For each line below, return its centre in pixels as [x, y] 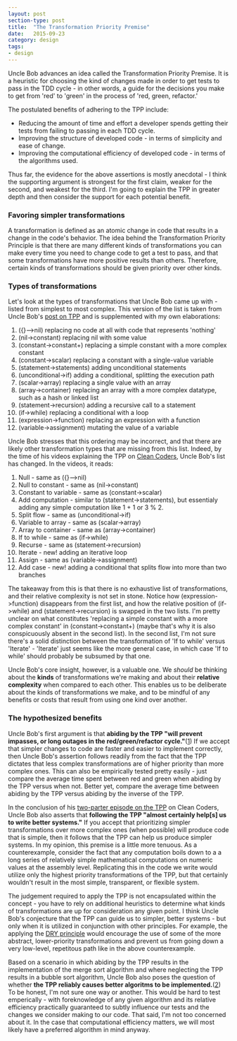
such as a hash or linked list [58, 398]
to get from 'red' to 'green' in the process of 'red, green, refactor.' [103, 95]
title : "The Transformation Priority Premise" [79, 27]
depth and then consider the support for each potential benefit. [100, 197]
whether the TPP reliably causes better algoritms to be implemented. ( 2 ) [114, 985]
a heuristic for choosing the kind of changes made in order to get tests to [114, 80]
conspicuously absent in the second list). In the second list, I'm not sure [112, 634]
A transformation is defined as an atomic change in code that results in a [113, 231]
